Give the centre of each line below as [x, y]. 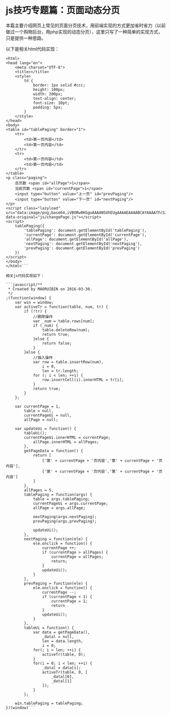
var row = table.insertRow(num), [68, 362]
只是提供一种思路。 [26, 38]
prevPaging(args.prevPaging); [65, 521]
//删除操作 [43, 317]
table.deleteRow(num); [66, 330]
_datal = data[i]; [61, 668]
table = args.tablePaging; [61, 499]
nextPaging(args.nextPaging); [65, 517]
